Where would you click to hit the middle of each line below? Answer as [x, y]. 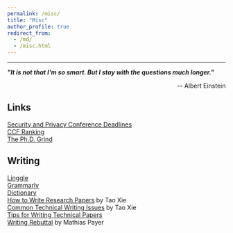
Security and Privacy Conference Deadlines [70, 124]
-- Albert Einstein [201, 86]
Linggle [18, 177]
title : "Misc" [28, 20]
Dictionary [22, 193]
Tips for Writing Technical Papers [55, 215]
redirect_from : [29, 33]
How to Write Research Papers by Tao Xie [67, 200]
